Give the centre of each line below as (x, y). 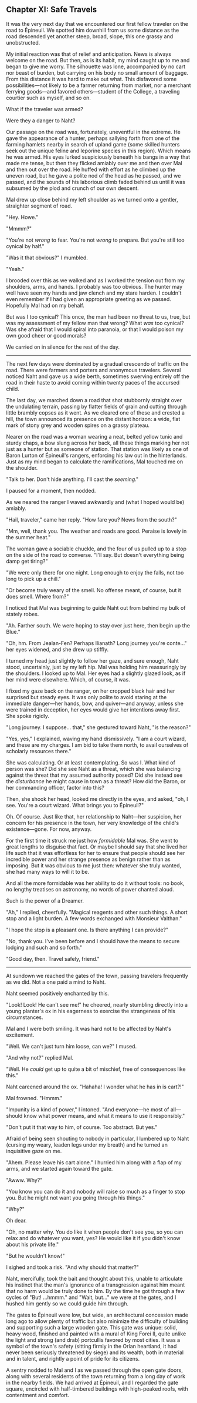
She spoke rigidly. (28, 716)
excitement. (20, 1035)
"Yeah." (15, 269)
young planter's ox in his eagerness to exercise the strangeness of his (91, 1011)
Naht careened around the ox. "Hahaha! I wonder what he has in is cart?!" (95, 1087)
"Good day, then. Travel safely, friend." (53, 958)
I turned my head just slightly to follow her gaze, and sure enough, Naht (92, 660)
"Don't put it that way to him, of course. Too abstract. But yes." (82, 1127)
